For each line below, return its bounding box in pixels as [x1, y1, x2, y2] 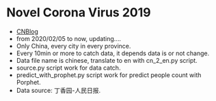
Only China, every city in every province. [16, 42, 131, 50]
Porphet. [16, 78, 42, 86]
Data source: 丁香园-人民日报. [16, 86, 100, 94]
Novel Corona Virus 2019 [6, 5, 151, 20]
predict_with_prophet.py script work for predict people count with [16, 70, 202, 79]
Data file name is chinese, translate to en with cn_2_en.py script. [16, 56, 198, 64]
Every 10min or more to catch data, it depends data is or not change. [16, 49, 210, 57]
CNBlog [16, 27, 39, 35]
